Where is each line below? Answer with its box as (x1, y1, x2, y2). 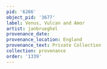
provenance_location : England (6, 37, 83, 43)
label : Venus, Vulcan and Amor (6, 20, 85, 26)
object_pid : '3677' (6, 14, 56, 20)
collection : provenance (6, 48, 66, 54)
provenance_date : (6, 31, 50, 37)
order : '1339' (6, 53, 42, 59)
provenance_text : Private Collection (6, 43, 102, 49)
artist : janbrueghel (6, 25, 59, 32)
